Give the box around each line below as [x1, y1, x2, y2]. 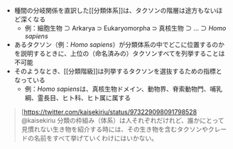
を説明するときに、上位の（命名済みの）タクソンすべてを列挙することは [13, 49, 225, 57]
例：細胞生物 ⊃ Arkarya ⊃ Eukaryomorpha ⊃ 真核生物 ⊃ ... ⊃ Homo [24, 24, 227, 32]
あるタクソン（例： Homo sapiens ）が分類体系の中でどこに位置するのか [13, 40, 225, 48]
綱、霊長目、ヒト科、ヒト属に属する [24, 94, 131, 101]
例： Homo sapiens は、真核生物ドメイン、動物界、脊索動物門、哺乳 [24, 84, 222, 93]
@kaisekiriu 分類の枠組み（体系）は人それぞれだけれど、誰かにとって [21, 116, 225, 124]
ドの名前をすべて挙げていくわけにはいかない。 [21, 134, 158, 142]
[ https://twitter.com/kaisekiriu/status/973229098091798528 [21, 108, 197, 116]
